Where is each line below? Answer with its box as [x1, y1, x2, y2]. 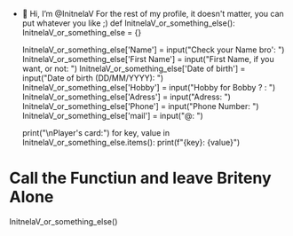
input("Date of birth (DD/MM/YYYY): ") [21, 73, 164, 83]
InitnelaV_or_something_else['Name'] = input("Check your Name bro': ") [21, 44, 285, 55]
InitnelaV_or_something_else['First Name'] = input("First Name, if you [21, 54, 274, 64]
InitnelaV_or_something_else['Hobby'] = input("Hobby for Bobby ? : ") [21, 83, 276, 92]
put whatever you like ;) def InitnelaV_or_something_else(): [21, 18, 235, 28]
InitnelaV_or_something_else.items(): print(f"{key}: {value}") [21, 138, 241, 147]
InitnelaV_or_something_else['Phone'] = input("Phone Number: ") [21, 101, 259, 111]
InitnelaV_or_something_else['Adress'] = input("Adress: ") [21, 91, 231, 102]
